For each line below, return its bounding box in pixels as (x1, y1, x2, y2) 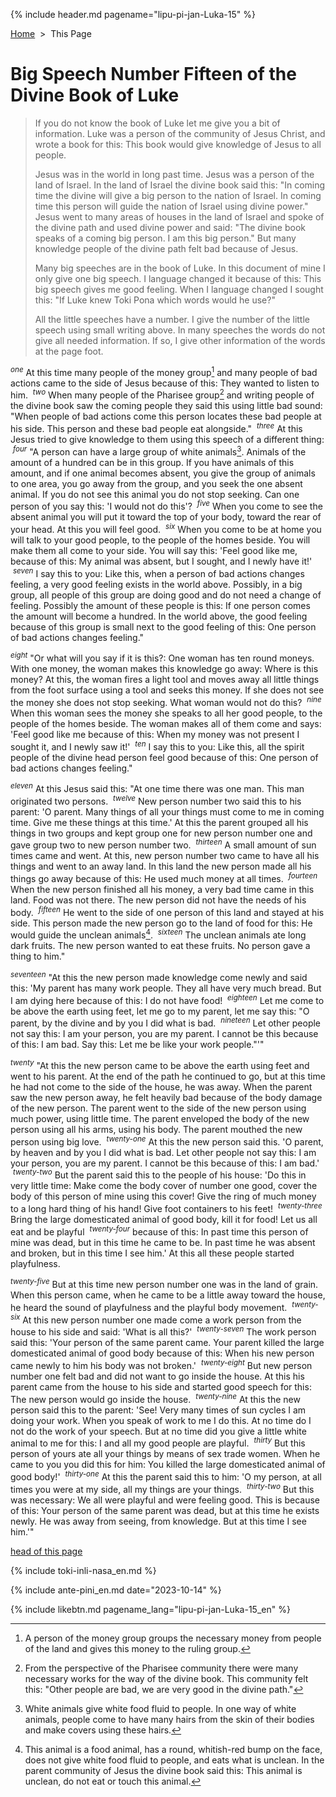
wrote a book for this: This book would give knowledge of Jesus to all (34, 138, 322, 150)
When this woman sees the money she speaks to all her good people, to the (10, 707, 323, 719)
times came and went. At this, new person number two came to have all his (10, 850, 320, 862)
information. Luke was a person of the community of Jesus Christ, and (34, 127, 326, 139)
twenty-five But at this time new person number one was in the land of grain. (10, 1277, 319, 1291)
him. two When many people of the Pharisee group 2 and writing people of (10, 387, 315, 401)
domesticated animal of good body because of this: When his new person (10, 1347, 315, 1359)
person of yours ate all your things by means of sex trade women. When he (10, 1448, 321, 1460)
